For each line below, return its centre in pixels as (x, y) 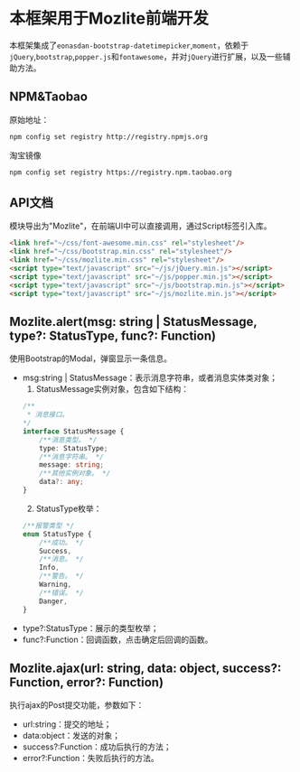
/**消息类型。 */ (68, 440)
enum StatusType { (57, 534)
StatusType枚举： (69, 508)
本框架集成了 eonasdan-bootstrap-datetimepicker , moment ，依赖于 (129, 45)
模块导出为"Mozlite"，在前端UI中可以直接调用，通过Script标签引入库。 (141, 226)
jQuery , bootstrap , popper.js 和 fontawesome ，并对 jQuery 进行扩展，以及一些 (146, 56)
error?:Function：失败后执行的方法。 (91, 758)
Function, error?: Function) (87, 682)
